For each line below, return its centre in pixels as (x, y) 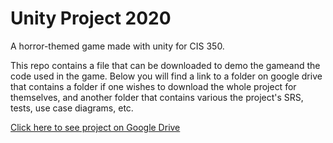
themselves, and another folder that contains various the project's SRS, (157, 97)
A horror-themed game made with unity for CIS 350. (117, 46)
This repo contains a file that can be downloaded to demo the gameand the (165, 65)
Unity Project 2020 (91, 18)
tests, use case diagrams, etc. (72, 108)
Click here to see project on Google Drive (95, 127)
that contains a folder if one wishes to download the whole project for (153, 86)
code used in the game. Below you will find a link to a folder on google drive (166, 76)
